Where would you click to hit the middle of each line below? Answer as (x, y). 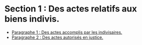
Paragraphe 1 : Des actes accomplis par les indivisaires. (67, 32)
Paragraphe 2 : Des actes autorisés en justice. (57, 37)
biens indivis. (32, 19)
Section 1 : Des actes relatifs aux (71, 9)
